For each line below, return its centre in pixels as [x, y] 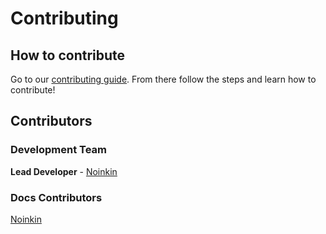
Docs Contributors [56, 197]
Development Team [58, 150]
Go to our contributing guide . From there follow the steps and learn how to [163, 79]
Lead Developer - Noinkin [64, 171]
